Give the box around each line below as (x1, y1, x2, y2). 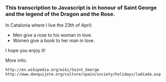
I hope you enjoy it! (5, 48, 45, 54)
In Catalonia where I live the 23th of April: (5, 22, 92, 28)
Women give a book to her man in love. (12, 37, 96, 44)
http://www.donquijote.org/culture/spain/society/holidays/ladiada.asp (5, 72, 161, 77)
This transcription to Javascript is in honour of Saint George (5, 4, 157, 11)
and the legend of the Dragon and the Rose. (5, 10, 115, 17)
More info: (5, 57, 27, 64)
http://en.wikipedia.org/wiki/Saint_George (5, 67, 100, 73)
